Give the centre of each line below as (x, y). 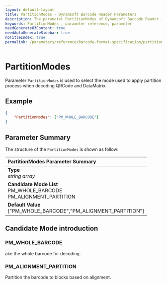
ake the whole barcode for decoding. (43, 253)
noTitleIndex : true (25, 38)
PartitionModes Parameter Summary (52, 161)
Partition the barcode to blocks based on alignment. (58, 277)
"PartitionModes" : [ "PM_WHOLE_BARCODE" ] (56, 117)
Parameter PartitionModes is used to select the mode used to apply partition (83, 80)
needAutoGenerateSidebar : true (38, 33)
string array (21, 176)
